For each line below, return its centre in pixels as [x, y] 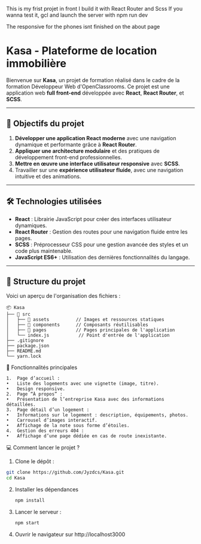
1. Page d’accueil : [33, 379]
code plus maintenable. [44, 250]
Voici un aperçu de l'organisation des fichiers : [63, 296]
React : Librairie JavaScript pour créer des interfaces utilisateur [93, 219]
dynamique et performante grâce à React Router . [76, 144]
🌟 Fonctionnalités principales [42, 367]
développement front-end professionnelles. [68, 157]
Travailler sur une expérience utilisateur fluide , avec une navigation [99, 170]
